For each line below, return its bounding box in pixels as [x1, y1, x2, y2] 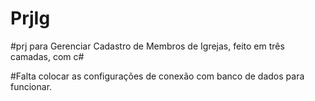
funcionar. [10, 80, 53, 92]
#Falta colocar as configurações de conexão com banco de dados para [10, 70, 305, 82]
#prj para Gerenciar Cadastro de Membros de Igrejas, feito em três [10, 40, 285, 52]
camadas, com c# [10, 50, 85, 62]
